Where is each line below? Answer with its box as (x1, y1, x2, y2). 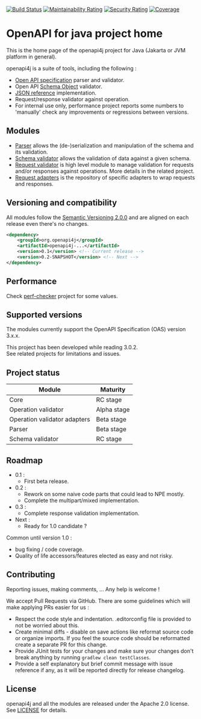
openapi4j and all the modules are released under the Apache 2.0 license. (6, 700, 190, 707)
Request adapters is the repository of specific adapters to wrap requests (14, 173, 196, 181)
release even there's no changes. (6, 220, 89, 227)
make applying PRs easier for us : (6, 603, 89, 611)
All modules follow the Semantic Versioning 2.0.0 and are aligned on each (6, 214, 189, 221)
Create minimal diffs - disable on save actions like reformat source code (14, 628, 194, 635)
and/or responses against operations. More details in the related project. (14, 167, 194, 175)
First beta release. (23, 478, 69, 485)
